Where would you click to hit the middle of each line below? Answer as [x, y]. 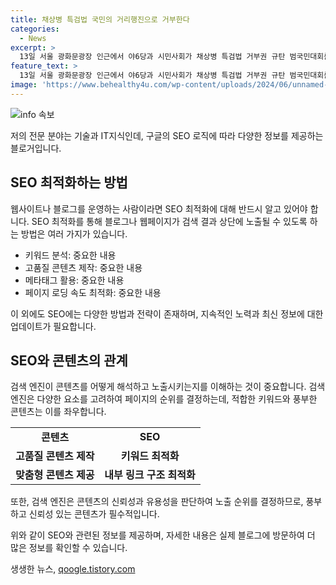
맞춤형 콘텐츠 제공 [55, 475]
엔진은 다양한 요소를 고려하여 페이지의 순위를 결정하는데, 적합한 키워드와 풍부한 [164, 399]
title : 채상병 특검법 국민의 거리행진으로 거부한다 [100, 19]
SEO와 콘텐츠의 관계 [69, 360]
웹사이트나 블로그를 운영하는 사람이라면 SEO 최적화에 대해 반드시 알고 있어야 [159, 208]
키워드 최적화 [150, 456]
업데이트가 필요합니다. [53, 326]
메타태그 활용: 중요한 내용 [74, 280]
